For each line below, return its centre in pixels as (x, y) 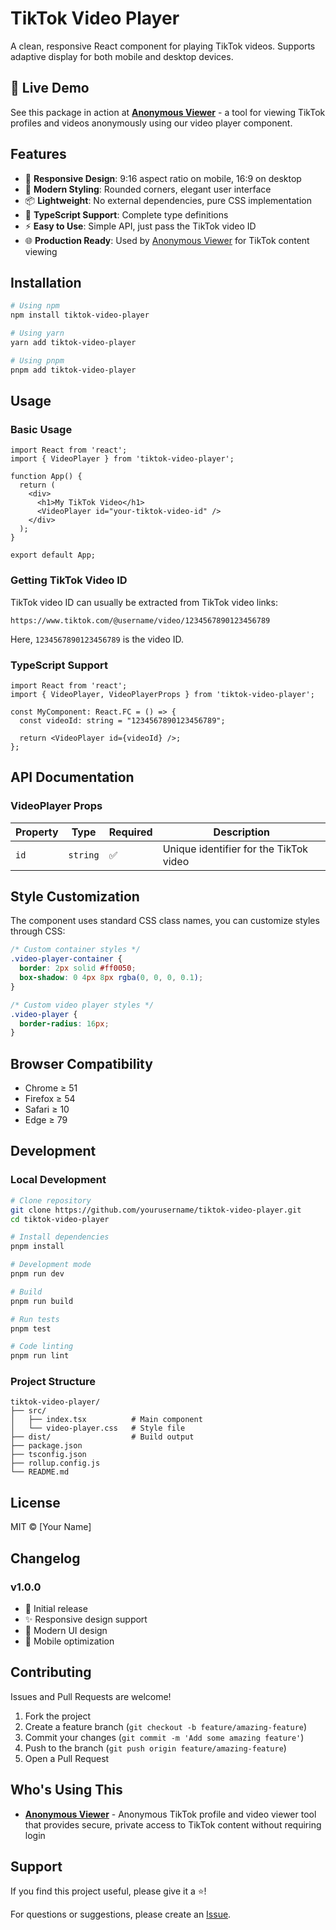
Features (38, 154)
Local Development (58, 1180)
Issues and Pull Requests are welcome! (91, 1696)
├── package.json (46, 1446)
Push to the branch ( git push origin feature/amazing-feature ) (155, 1748)
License (35, 1502)
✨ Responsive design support (86, 1619)
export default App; (53, 555)
